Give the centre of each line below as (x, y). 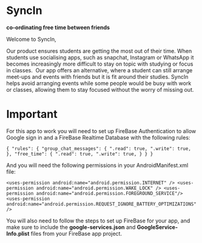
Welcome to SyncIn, (31, 39)
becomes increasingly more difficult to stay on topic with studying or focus (100, 64)
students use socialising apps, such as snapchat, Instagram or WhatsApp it (100, 57)
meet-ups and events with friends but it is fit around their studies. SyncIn (97, 77)
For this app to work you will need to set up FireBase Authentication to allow (101, 131)
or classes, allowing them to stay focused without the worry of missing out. (100, 89)
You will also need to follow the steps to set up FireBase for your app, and (98, 221)
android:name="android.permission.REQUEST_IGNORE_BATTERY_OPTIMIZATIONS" (102, 204)
